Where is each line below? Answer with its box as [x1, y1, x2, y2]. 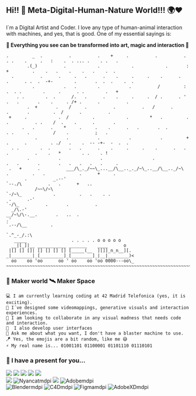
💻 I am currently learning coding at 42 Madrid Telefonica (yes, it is [6, 293, 185, 299]
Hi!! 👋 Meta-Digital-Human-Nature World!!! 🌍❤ [6, 5, 183, 15]
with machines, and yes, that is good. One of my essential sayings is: [6, 30, 172, 37]
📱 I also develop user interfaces [6, 325, 93, 332]
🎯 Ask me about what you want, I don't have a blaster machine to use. [6, 330, 184, 336]
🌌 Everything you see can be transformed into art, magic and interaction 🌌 [6, 41, 190, 49]
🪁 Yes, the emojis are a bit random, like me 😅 [6, 336, 128, 342]
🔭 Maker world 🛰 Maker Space [6, 276, 95, 285]
